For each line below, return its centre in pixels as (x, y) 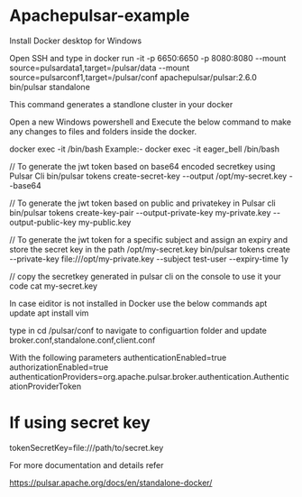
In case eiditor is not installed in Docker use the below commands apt (138, 303)
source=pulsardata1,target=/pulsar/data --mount (100, 68)
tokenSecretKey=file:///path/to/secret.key (87, 447)
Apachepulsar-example (100, 16)
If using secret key (80, 423)
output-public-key (43, 222)
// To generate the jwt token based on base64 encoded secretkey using (142, 166)
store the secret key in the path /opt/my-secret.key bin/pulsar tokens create (150, 249)
